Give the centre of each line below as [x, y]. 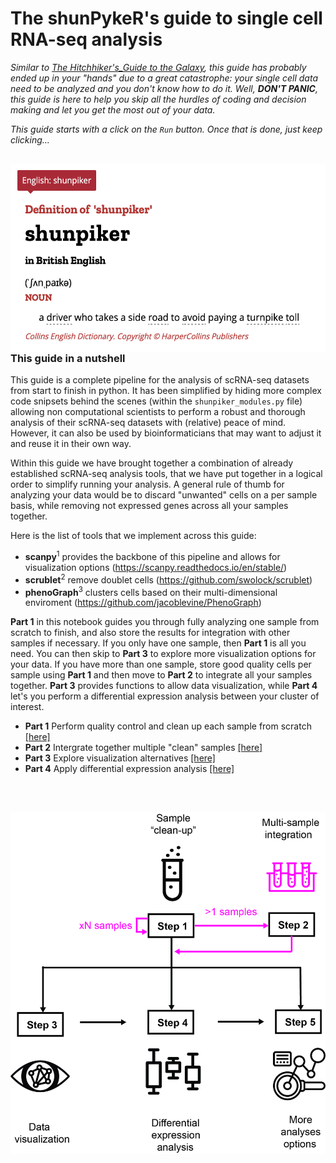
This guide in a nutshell [68, 358]
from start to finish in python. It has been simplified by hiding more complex [166, 391]
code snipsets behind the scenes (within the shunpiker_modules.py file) [156, 401]
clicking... [30, 139]
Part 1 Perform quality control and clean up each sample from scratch [168, 726]
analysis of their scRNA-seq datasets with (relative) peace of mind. [148, 423]
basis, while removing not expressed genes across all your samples [149, 506]
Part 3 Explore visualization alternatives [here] [120, 758]
